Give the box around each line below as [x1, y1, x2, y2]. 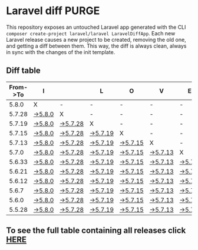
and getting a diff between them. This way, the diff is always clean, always [6, 42, 187, 49]
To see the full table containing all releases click [6, 225, 186, 236]
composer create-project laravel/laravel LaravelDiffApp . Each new [6, 29, 176, 36]
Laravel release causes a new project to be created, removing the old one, [6, 36, 187, 43]
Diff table [6, 66, 41, 76]
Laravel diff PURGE [6, 4, 100, 18]
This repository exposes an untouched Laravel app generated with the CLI [6, 24, 186, 31]
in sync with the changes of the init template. [6, 48, 115, 55]
